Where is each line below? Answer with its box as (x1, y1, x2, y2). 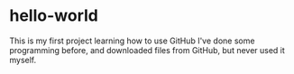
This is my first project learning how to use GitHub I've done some (9, 35, 255, 46)
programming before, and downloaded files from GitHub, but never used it (9, 44, 286, 55)
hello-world (9, 5, 99, 26)
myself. (9, 54, 37, 65)
